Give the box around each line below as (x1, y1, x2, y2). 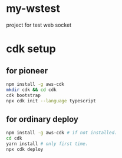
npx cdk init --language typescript (6, 98, 96, 104)
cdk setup (6, 42, 56, 56)
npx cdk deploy (6, 146, 44, 152)
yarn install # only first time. (6, 141, 88, 147)
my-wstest (6, 2, 61, 15)
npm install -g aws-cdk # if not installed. (6, 130, 117, 136)
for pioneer (6, 66, 48, 76)
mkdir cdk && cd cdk (6, 86, 57, 93)
